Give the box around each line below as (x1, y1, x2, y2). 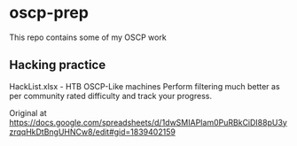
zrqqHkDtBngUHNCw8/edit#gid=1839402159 (9, 127, 176, 137)
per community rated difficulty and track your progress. (9, 90, 213, 101)
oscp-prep (9, 3, 89, 23)
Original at (9, 107, 47, 118)
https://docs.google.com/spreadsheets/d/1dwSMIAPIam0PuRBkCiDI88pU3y (9, 117, 288, 127)
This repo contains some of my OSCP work (9, 32, 167, 42)
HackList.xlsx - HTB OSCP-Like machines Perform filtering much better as (9, 81, 281, 91)
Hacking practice (9, 58, 106, 73)
